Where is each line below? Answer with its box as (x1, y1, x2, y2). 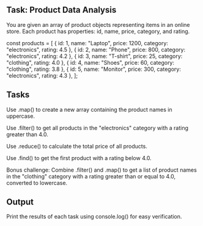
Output (6, 197, 34, 207)
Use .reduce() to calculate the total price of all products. (6, 142, 148, 150)
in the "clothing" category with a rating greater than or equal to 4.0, (6, 172, 176, 180)
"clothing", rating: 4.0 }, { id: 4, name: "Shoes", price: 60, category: (6, 59, 175, 66)
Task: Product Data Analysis (6, 5, 117, 15)
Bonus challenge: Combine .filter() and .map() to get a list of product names (6, 166, 197, 173)
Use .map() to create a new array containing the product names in (6, 106, 172, 113)
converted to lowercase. (6, 179, 68, 186)
